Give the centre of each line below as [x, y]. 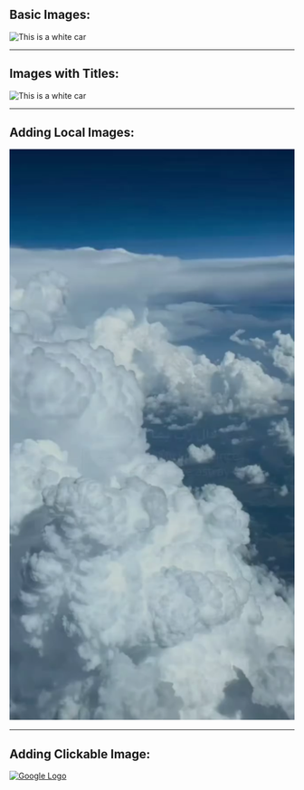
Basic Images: [50, 15]
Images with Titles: [64, 74]
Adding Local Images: [72, 133]
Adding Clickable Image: [80, 754]
